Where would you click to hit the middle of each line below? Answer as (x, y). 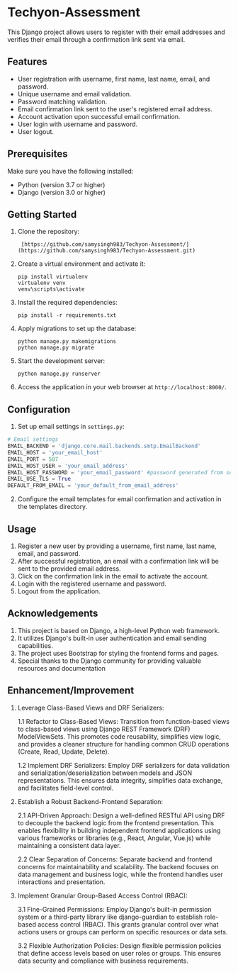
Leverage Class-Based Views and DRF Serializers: (91, 708)
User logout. (36, 131)
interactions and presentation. (61, 882)
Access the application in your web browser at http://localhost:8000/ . (122, 387)
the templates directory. (52, 507)
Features (27, 62)
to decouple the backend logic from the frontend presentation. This (116, 822)
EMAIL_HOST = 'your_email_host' (55, 452)
